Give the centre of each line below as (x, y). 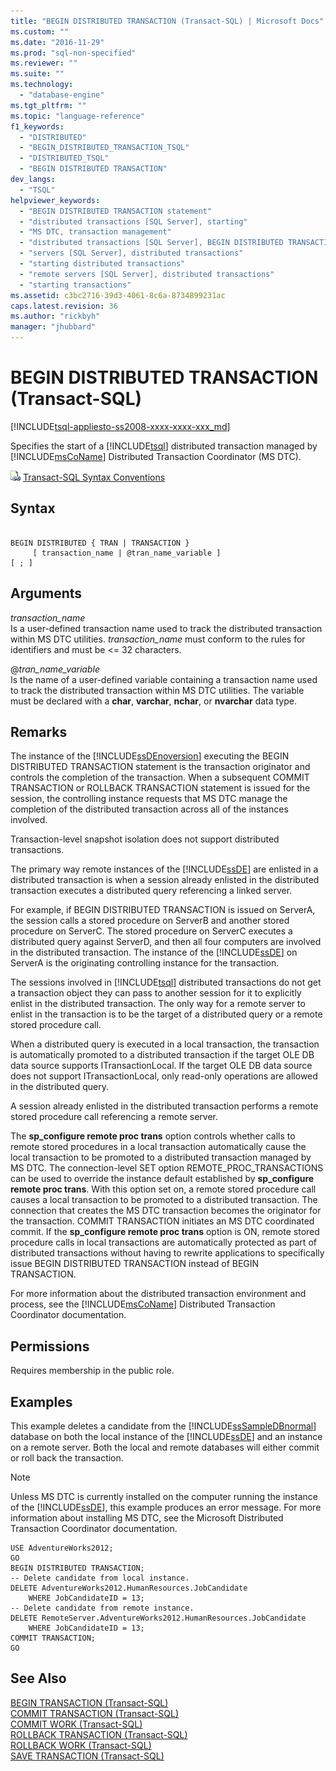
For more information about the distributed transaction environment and (158, 1294)
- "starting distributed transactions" (102, 264)
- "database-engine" (62, 95)
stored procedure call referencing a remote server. (114, 1117)
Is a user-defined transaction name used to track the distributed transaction (166, 628)
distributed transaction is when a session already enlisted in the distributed (165, 880)
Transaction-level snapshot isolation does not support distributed (145, 839)
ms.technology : (42, 85)
